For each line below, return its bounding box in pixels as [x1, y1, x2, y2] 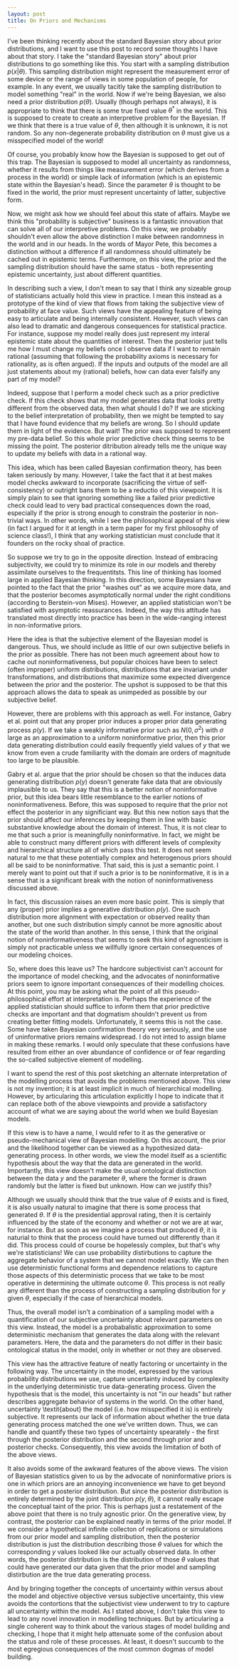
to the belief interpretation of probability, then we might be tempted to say [7, 412, 224, 420]
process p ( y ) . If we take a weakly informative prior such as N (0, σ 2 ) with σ [7, 725, 224, 734]
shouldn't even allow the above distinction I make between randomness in [7, 233, 224, 241]
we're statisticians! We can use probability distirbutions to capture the [7, 1248, 212, 1256]
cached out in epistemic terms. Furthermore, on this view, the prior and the [7, 255, 227, 264]
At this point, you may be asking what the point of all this [7, 987, 174, 995]
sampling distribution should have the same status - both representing [7, 263, 213, 271]
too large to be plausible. [7, 756, 80, 764]
